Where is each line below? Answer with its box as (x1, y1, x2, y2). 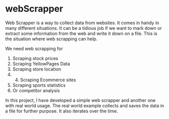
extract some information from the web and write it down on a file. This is (5, 30, 157, 36)
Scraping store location (12, 66, 62, 72)
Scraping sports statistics (12, 82, 66, 88)
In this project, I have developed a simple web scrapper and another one (5, 97, 156, 103)
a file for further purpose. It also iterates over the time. (5, 108, 119, 114)
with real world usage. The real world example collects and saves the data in (5, 102, 164, 108)
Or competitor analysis (12, 87, 60, 93)
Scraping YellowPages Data (12, 61, 70, 67)
